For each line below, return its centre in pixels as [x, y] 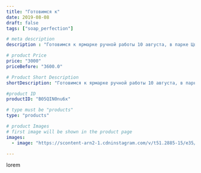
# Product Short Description [42, 77]
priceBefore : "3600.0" [34, 66]
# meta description [31, 39]
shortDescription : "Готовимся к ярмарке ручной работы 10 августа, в [95, 83]
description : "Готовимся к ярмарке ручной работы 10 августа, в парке [97, 45]
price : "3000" [24, 61]
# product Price [26, 55]
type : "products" [28, 116]
